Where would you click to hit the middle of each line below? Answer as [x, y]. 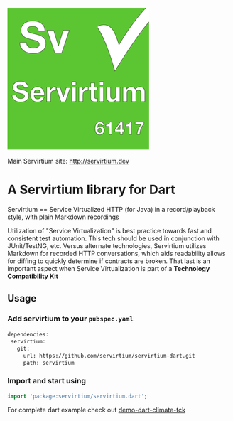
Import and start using [47, 380]
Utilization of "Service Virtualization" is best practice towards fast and [109, 230]
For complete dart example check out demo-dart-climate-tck [97, 410]
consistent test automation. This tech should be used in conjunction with [114, 238]
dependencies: [28, 334]
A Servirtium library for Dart [92, 190]
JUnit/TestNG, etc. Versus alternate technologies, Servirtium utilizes [107, 245]
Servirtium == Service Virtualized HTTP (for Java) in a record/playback [111, 209]
